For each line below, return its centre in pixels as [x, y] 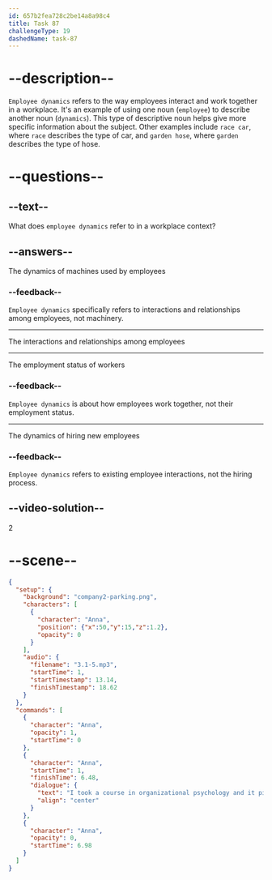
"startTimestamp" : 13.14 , [73, 680]
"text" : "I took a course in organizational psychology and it [146, 793]
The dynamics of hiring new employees [74, 435]
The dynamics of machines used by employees [87, 271]
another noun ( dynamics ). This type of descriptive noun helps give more [127, 118]
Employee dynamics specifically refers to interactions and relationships [124, 310]
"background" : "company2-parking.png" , [90, 597]
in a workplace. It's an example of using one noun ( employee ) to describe [130, 109]
